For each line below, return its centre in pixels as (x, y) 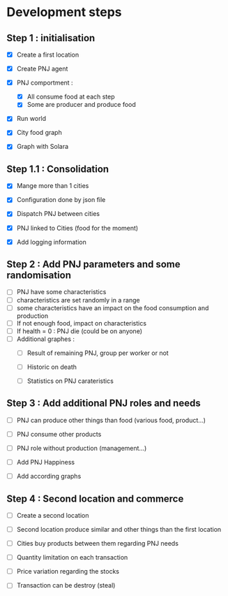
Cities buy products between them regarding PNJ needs (98, 544)
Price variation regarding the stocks (68, 572)
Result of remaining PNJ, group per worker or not (98, 353)
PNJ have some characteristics (61, 292)
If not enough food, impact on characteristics (82, 323)
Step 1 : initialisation (51, 38)
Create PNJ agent (42, 69)
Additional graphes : (45, 339)
